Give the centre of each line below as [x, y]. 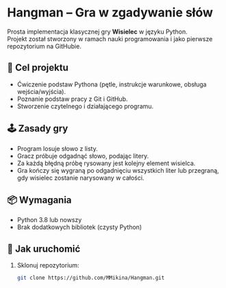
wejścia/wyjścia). [41, 91]
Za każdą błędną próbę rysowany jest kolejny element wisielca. [106, 163]
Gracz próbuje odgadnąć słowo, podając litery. [83, 156]
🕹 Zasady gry [38, 129]
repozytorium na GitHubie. [45, 46]
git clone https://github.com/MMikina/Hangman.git [91, 278]
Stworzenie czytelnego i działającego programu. [85, 106]
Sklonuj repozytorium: [48, 265]
